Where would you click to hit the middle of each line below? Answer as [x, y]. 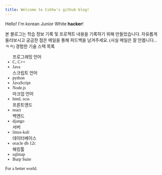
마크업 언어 [23, 94]
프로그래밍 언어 [27, 57]
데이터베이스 [24, 138]
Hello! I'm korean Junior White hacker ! [44, 24]
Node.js [19, 87]
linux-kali [21, 132]
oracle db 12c [24, 143]
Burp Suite [22, 159]
